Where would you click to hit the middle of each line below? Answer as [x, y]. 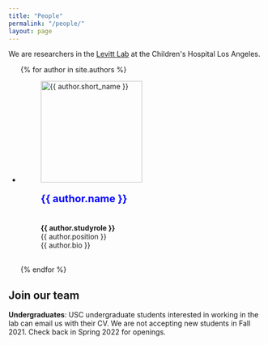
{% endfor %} [43, 270]
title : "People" [36, 16]
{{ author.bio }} [65, 245]
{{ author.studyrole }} [78, 228]
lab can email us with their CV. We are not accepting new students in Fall [130, 323]
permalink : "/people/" [47, 24]
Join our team [44, 295]
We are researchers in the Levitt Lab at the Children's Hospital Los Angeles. [134, 54]
